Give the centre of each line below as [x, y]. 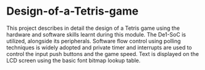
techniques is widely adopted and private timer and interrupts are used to [99, 47]
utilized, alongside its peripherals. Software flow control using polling [94, 41]
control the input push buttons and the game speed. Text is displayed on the [103, 54]
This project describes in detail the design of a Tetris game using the [93, 28]
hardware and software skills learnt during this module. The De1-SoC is [96, 34]
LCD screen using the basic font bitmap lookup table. [74, 60]
